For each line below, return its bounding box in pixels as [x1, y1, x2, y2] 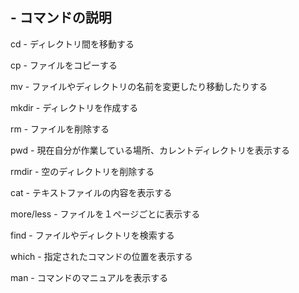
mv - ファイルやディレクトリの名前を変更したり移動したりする [10, 80, 268, 92]
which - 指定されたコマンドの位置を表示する [10, 250, 193, 262]
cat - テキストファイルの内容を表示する [10, 186, 173, 198]
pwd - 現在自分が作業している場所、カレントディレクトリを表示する [10, 144, 291, 156]
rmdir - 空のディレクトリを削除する [10, 165, 155, 177]
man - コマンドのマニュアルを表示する [10, 271, 169, 283]
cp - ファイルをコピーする [10, 59, 118, 71]
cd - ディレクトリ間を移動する [10, 38, 135, 50]
